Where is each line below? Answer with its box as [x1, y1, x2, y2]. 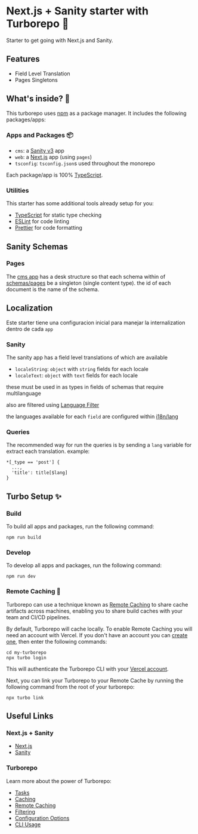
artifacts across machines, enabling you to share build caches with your [6, 607, 183, 614]
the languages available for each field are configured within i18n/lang [6, 413, 179, 420]
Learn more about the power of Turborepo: [6, 777, 112, 784]
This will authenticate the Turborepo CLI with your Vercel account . [6, 665, 169, 672]
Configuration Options [14, 814, 70, 821]
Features [6, 54, 40, 64]
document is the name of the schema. [6, 285, 100, 293]
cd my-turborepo [6, 649, 47, 656]
